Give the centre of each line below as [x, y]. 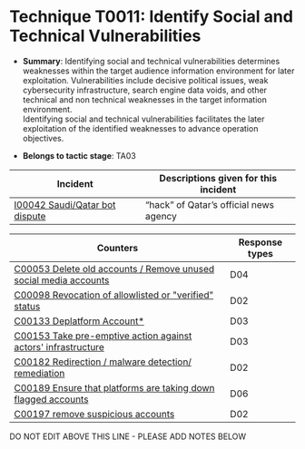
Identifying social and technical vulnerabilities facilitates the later [143, 119]
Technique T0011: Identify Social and [151, 17]
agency [161, 216]
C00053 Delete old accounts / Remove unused [114, 268]
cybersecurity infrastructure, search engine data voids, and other [145, 90]
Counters [118, 248]
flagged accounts [51, 399]
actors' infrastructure [59, 347]
